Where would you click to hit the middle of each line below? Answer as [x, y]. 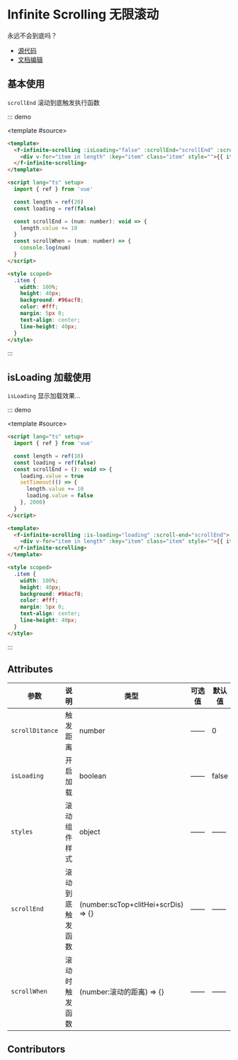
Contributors [36, 1049]
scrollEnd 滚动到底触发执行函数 [54, 102]
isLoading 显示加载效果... [44, 396]
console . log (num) [46, 248]
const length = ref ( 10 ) [49, 456]
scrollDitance [35, 730]
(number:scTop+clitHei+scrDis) [131, 904]
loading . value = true [52, 476]
